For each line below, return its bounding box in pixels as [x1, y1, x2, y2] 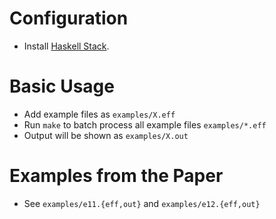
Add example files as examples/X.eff [23, 108, 176, 120]
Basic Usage [9, 75, 115, 98]
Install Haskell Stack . [23, 40, 110, 52]
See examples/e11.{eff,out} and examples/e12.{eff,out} [23, 197, 261, 209]
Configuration [9, 7, 129, 30]
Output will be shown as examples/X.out [23, 129, 189, 141]
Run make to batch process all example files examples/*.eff [23, 118, 267, 131]
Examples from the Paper [9, 165, 224, 187]
